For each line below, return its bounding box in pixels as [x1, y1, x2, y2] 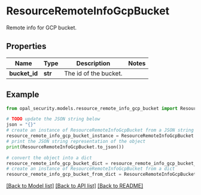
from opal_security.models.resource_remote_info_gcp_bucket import [6, 105, 178, 111]
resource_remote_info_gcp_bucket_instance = [6, 133, 119, 139]
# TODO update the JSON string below [6, 116, 100, 122]
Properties [6, 41, 47, 51]
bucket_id [9, 69, 38, 77]
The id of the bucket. [64, 69, 123, 77]
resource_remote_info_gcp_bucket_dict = [6, 160, 109, 166]
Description [76, 59, 111, 67]
